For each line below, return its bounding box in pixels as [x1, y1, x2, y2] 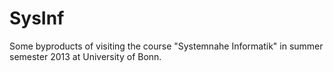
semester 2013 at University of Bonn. [9, 50, 162, 62]
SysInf [9, 7, 65, 30]
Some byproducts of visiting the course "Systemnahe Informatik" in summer [9, 40, 324, 52]
